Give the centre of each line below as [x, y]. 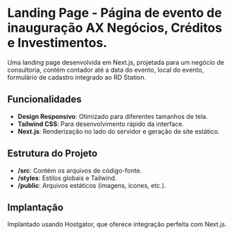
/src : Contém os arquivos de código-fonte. [80, 170]
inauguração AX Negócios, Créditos [115, 28]
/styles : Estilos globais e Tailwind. [67, 178]
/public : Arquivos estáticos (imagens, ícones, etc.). [92, 185]
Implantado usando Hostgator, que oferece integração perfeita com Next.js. [117, 224]
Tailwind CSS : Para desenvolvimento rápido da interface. [101, 124]
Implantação [35, 207]
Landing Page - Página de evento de [115, 13]
